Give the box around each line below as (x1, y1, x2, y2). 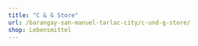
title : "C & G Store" (8, 11, 79, 19)
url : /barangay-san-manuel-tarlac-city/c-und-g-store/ (8, 19, 191, 27)
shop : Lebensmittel (8, 26, 72, 34)
